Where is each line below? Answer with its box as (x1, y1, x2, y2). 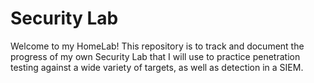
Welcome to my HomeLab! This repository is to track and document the (10, 40, 305, 52)
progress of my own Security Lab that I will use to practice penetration (10, 50, 301, 62)
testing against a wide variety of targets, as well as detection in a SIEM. (10, 61, 304, 73)
